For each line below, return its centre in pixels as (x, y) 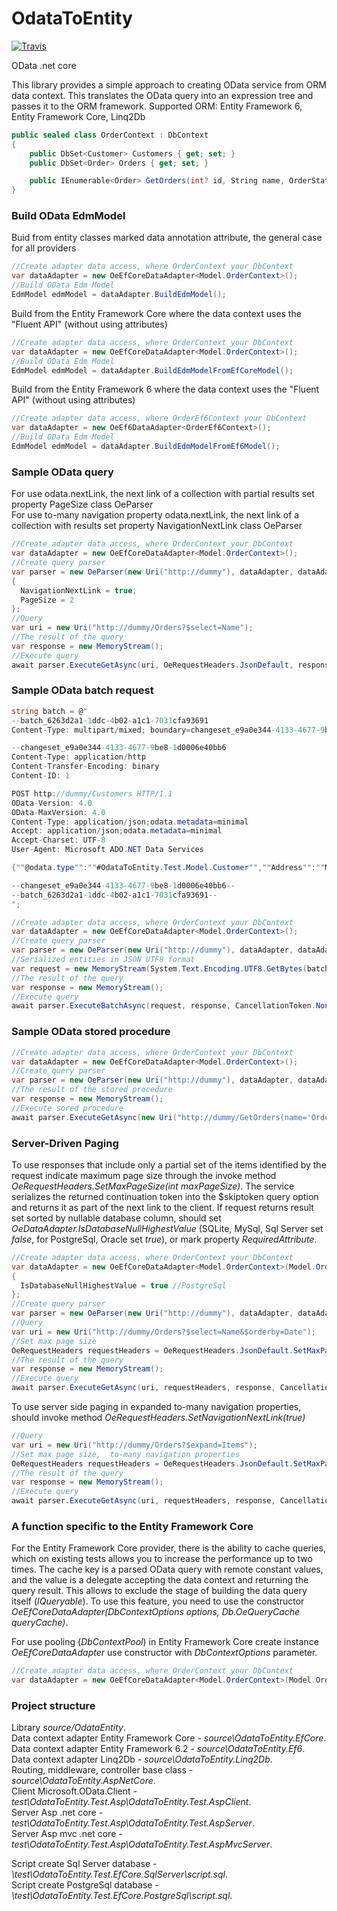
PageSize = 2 (47, 600)
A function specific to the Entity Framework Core (132, 1526)
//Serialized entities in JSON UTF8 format (103, 960)
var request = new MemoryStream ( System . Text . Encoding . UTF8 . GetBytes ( (159, 968)
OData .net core (44, 65)
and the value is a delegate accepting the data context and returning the (160, 1580)
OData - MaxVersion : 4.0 (58, 812)
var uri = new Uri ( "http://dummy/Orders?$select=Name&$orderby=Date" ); (163, 1332)
